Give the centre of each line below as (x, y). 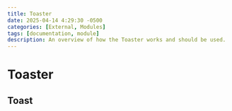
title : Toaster (30, 14)
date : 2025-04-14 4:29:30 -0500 (55, 20)
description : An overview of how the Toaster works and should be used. (117, 40)
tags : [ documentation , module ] (53, 33)
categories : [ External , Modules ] (57, 27)
